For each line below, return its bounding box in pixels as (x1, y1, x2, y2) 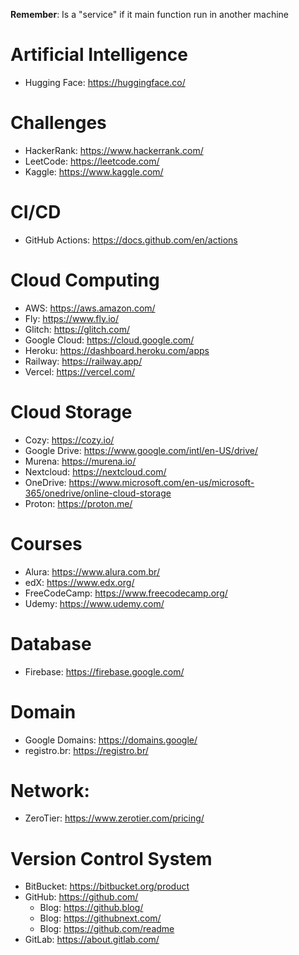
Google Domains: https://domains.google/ (24, 734, 198, 746)
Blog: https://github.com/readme (39, 923, 175, 935)
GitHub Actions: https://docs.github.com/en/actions (24, 234, 238, 246)
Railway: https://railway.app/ (24, 355, 143, 367)
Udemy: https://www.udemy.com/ (24, 597, 165, 609)
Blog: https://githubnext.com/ (39, 912, 162, 924)
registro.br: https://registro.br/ (24, 744, 149, 756)
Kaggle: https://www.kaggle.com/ (24, 165, 164, 178)
